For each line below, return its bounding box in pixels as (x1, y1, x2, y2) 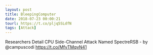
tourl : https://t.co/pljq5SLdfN (5, 21, 72, 26)
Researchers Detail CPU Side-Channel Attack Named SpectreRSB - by (5, 39, 148, 45)
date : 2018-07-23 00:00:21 (5, 16, 61, 21)
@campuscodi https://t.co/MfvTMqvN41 (5, 44, 87, 50)
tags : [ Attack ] (5, 26, 37, 30)
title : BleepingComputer (5, 12, 56, 17)
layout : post (5, 7, 32, 12)
